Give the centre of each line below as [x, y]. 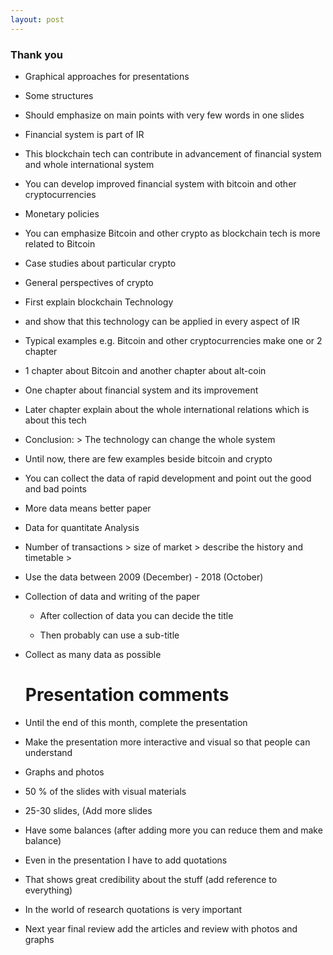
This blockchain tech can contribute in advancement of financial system [173, 153]
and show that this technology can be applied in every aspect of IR [162, 321]
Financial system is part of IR [84, 134]
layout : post [37, 19]
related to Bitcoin [60, 243]
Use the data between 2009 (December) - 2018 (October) [144, 577]
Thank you [36, 54]
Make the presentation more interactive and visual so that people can [167, 742]
